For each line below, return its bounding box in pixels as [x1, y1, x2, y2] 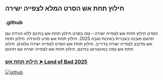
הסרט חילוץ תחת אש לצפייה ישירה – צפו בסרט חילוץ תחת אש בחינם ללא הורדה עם [5, 30, 158, 36]
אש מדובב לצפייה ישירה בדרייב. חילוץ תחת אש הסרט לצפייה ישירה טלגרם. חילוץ [5, 41, 153, 47]
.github [5, 19, 23, 26]
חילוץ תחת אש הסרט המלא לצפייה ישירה [5, 4, 124, 13]
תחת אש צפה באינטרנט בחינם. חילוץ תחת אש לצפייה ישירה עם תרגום [5, 46, 134, 52]
